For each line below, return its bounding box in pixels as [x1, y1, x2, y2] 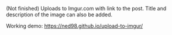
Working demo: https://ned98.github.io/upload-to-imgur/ [6, 23, 143, 29]
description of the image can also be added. [6, 11, 113, 18]
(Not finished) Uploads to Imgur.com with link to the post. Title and [6, 5, 167, 12]
